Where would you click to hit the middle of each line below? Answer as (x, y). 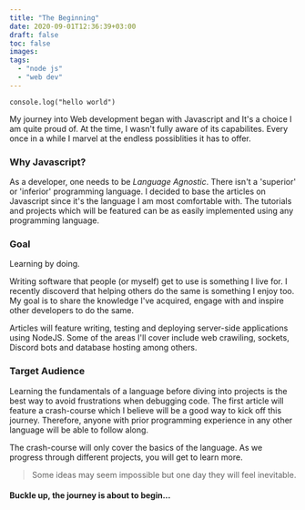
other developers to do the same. (72, 311)
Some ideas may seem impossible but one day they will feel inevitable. (164, 474)
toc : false (30, 43)
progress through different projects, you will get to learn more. (126, 457)
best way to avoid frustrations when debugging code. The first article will (147, 401)
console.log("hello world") (63, 102)
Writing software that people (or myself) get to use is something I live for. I (148, 281)
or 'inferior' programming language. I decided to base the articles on (138, 191)
